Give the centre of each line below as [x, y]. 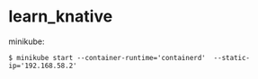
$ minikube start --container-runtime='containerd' [107, 57]
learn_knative [61, 17]
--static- [232, 57]
